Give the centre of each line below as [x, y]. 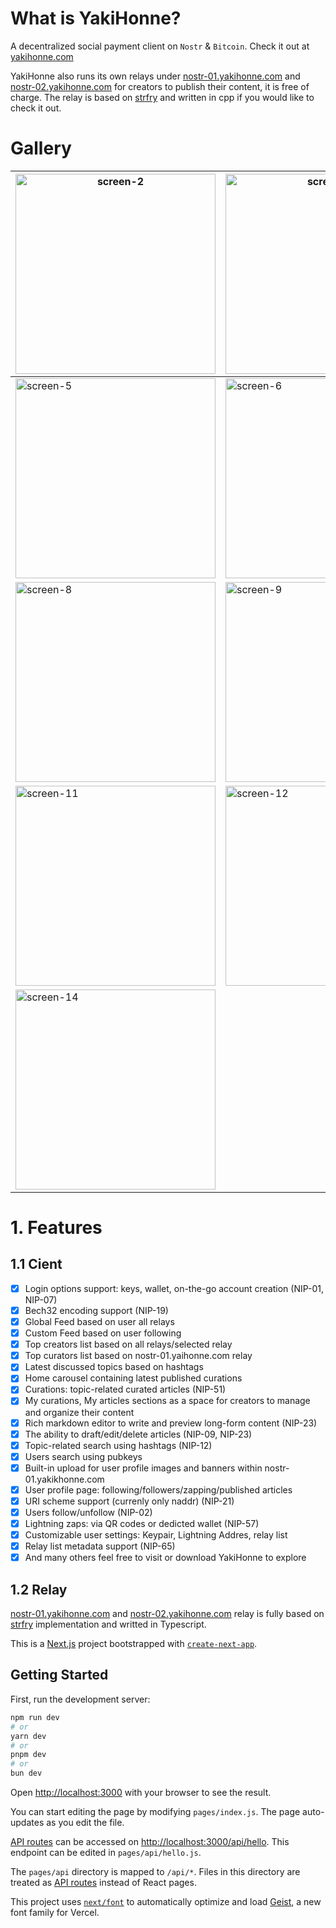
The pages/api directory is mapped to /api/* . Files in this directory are [155, 1871]
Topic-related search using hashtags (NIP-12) [118, 1445]
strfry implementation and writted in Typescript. [108, 1624]
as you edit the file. [85, 1822]
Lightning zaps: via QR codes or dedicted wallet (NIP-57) [142, 1523]
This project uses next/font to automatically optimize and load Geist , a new [166, 1901]
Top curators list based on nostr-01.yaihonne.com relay [138, 1356]
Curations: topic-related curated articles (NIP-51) [125, 1389]
